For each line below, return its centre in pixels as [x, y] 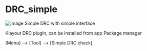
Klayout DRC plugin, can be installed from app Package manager [73, 33]
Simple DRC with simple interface [60, 23]
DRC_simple [31, 9]
